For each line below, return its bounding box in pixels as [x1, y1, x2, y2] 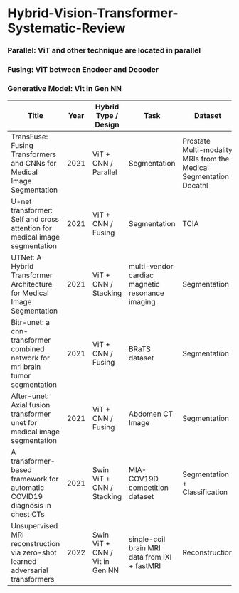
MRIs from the [182, 154, 230, 164]
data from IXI [128, 552, 172, 562]
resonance [128, 288, 165, 298]
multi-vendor [128, 262, 174, 272]
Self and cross [11, 215, 59, 225]
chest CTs [11, 510, 45, 520]
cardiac [128, 270, 154, 280]
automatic [11, 483, 45, 493]
